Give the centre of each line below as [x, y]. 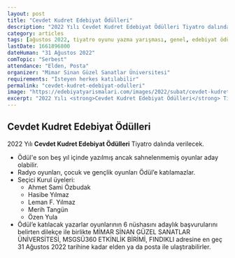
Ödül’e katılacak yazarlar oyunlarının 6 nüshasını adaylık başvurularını [117, 224]
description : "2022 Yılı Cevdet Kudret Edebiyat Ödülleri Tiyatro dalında [119, 27]
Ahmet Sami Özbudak [59, 187]
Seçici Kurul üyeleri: [46, 179]
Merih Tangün [48, 209]
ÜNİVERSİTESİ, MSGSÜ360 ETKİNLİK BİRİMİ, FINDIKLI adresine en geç [120, 239]
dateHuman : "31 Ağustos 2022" [51, 53]
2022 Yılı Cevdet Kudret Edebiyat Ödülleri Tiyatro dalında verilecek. [106, 144]
